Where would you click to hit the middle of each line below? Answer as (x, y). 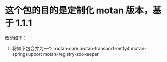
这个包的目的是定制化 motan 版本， (79, 10)
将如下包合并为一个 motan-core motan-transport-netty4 (71, 48)
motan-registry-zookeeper (71, 54)
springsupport (27, 54)
